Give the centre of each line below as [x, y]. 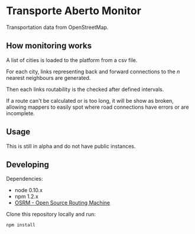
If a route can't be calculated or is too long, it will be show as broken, [90, 100]
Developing [27, 165]
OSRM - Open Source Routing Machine [62, 203]
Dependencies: [25, 179]
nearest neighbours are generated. [48, 77]
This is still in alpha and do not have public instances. [71, 146]
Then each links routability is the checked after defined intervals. [85, 89]
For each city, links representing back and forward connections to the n [93, 71]
